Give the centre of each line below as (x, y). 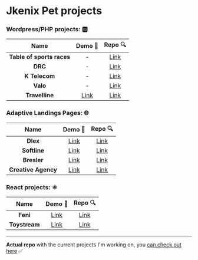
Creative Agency (33, 169)
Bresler (33, 160)
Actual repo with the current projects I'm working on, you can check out (94, 245)
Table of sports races (40, 57)
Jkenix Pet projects (54, 11)
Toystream (24, 225)
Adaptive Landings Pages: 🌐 (48, 113)
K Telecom (40, 76)
